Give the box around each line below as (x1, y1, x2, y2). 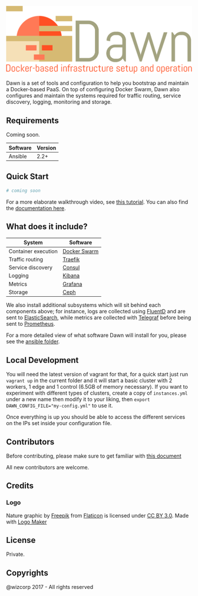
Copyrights (6, 568, 48, 578)
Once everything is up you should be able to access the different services (6, 413, 186, 420)
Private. (6, 551, 25, 558)
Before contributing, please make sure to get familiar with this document (6, 452, 181, 459)
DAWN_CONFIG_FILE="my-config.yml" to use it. (6, 402, 113, 409)
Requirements (6, 115, 59, 125)
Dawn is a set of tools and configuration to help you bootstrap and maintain (6, 80, 189, 87)
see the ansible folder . (6, 338, 60, 345)
